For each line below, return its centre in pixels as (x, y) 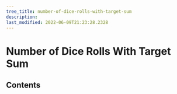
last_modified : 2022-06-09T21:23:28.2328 (57, 22)
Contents (23, 85)
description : (22, 17)
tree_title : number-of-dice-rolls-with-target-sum (69, 11)
